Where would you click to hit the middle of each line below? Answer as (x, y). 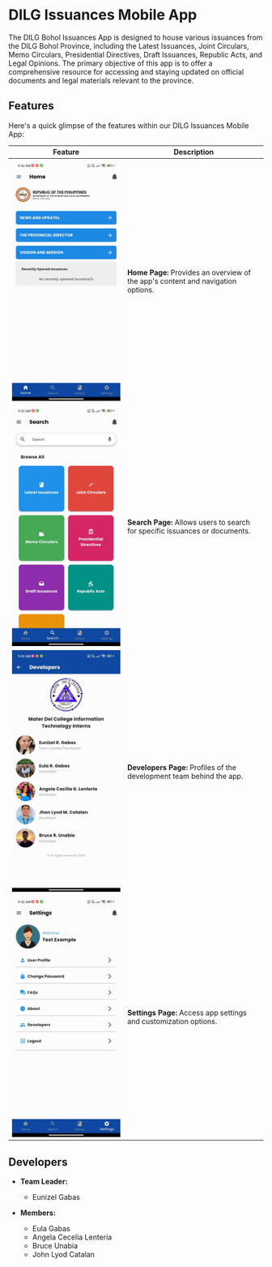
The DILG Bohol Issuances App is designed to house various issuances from (136, 37)
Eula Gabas (51, 1229)
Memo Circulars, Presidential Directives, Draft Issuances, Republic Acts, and (136, 54)
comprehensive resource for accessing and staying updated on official (126, 71)
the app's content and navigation (182, 280)
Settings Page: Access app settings (187, 1013)
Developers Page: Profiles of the (182, 767)
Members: (38, 1213)
